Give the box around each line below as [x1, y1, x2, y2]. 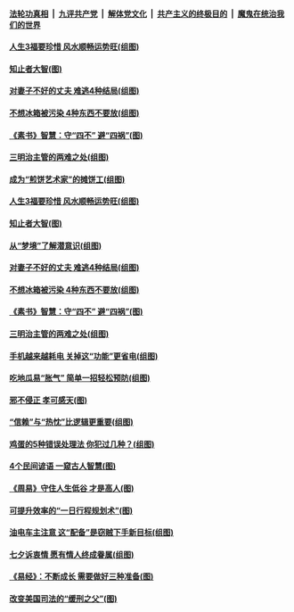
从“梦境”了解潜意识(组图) [9, 240, 102, 251]
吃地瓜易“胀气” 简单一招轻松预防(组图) [9, 373, 151, 384]
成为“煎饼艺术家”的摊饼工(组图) [9, 174, 126, 185]
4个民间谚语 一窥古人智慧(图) [9, 460, 117, 472]
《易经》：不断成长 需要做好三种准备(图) [9, 571, 154, 582]
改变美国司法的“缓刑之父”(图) [9, 593, 118, 604]
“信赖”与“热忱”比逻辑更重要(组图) [9, 417, 134, 427]
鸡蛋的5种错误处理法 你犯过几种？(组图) [9, 438, 155, 450]
